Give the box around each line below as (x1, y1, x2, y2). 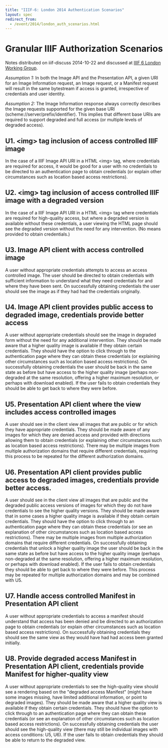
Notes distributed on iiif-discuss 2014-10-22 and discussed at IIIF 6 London (5, 60, 161, 66)
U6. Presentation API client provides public (5, 468, 142, 476)
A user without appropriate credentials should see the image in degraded (5, 332, 156, 338)
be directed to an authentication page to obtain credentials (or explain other (5, 169, 161, 174)
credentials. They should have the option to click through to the (5, 348, 136, 354)
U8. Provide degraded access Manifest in (5, 654, 137, 663)
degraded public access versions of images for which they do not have (5, 502, 152, 508)
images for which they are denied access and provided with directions (5, 432, 150, 438)
